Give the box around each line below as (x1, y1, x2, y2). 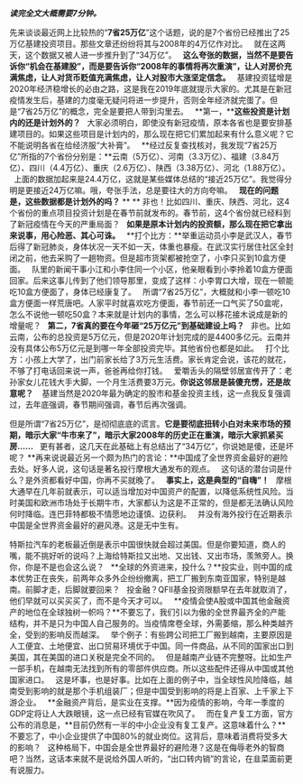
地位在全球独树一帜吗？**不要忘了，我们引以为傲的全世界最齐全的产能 (24, 607, 287, 617)
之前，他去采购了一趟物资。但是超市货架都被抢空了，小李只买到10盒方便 (16, 253, 287, 263)
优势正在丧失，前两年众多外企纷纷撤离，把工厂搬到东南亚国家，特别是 (16, 573, 278, 584)
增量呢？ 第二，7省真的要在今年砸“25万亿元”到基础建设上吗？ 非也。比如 (9, 320, 291, 331)
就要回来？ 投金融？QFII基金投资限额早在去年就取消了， (79, 585, 292, 595)
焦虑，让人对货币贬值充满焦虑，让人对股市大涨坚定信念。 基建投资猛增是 (16, 72, 293, 83)
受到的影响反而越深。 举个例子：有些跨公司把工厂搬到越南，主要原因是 (24, 630, 293, 640)
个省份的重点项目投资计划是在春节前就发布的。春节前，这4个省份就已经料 (9, 208, 284, 218)
